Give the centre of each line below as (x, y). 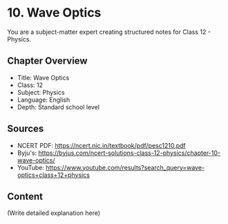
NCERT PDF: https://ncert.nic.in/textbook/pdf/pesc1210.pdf (101, 145)
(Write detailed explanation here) (54, 213)
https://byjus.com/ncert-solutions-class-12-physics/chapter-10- (130, 153)
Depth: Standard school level (58, 107)
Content (25, 196)
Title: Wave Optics (43, 77)
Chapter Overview (47, 61)
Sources (26, 129)
